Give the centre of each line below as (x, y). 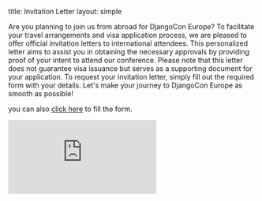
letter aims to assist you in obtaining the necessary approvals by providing (129, 52)
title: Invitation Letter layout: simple (65, 11)
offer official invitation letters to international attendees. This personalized (128, 43)
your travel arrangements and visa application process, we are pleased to (127, 35)
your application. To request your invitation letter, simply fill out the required (131, 77)
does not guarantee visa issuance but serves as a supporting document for (130, 69)
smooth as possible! (41, 93)
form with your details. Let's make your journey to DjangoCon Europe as (125, 85)
